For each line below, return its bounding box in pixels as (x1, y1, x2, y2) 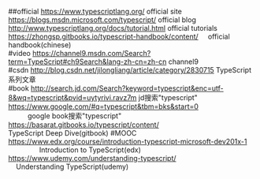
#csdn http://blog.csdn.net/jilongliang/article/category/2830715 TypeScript (8, 65, 252, 74)
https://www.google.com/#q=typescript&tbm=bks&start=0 (8, 102, 199, 111)
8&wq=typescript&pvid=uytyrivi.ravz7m (8, 93, 137, 102)
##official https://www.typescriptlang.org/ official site (8, 7, 183, 16)
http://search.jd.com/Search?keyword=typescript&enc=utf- (30, 84, 225, 93)
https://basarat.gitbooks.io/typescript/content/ (8, 120, 159, 129)
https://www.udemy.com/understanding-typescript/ (8, 154, 176, 162)
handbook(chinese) (8, 40, 72, 50)
